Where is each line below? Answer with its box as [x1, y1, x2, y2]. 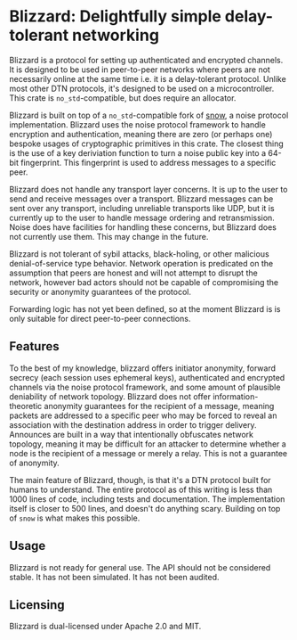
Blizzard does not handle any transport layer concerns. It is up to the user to [9, 184, 288, 194]
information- [213, 390, 259, 402]
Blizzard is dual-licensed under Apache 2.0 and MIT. [9, 621, 202, 632]
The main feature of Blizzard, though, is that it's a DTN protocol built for [9, 474, 271, 485]
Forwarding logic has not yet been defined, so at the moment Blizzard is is [9, 303, 281, 314]
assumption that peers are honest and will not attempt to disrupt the [9, 267, 258, 278]
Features [9, 339, 60, 354]
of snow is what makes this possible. [9, 513, 140, 523]
